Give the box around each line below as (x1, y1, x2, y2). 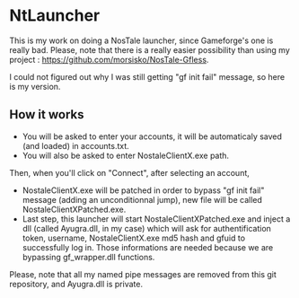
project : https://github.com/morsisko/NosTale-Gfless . (9, 54, 209, 65)
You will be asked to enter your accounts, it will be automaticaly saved (22, 131, 283, 142)
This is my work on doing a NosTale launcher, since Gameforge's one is (9, 35, 274, 46)
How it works (9, 107, 84, 122)
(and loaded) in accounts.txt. (22, 140, 130, 151)
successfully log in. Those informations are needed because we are (22, 241, 274, 252)
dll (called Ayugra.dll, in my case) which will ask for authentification (22, 223, 272, 233)
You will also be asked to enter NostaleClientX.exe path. (22, 150, 230, 161)
